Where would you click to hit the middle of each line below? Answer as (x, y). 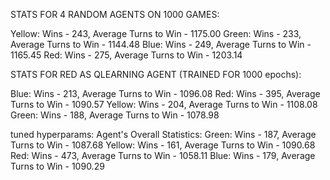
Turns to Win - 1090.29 (57, 166)
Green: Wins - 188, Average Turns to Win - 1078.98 (115, 115)
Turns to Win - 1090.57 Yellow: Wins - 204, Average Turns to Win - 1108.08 (164, 104)
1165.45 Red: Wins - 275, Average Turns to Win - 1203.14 (126, 55)
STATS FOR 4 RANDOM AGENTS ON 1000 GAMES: (115, 14)
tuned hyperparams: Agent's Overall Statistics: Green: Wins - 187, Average (163, 134)
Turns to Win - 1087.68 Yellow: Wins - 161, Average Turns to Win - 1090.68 (163, 145)
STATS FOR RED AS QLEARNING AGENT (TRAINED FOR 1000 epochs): (156, 74)
